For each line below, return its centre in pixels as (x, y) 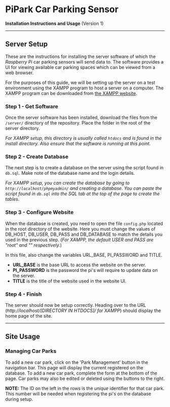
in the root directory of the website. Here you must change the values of (80, 229)
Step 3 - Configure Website (39, 212)
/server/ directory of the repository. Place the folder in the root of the (78, 123)
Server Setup (27, 44)
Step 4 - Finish (24, 294)
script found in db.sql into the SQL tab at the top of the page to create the (82, 194)
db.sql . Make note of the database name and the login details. (70, 173)
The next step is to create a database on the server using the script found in (84, 168)
